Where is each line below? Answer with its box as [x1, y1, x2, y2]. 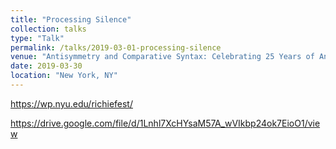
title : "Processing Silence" [10, 14, 132, 25]
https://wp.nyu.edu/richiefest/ [10, 97, 133, 110]
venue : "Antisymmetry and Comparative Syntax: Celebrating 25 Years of [10, 52, 315, 62]
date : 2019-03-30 [10, 61, 83, 71]
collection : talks [10, 24, 87, 34]
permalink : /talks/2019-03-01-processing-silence [10, 42, 222, 53]
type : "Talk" [10, 33, 65, 43]
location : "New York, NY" [10, 71, 118, 81]
